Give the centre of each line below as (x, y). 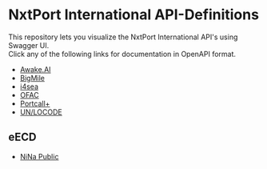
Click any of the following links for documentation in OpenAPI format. (122, 54)
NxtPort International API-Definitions (134, 15)
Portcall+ (35, 103)
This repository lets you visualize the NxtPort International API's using (123, 37)
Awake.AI (35, 69)
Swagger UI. (29, 45)
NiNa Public (39, 156)
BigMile (32, 78)
